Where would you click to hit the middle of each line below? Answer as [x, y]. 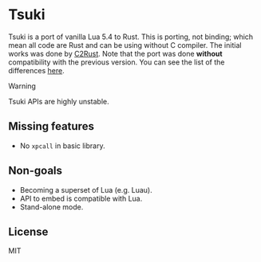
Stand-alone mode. [51, 207]
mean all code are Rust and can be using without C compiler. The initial [125, 45]
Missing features [51, 126]
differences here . [37, 70]
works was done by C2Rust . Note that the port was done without [115, 53]
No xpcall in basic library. [62, 146]
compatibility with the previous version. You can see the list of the [117, 62]
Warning [22, 86]
